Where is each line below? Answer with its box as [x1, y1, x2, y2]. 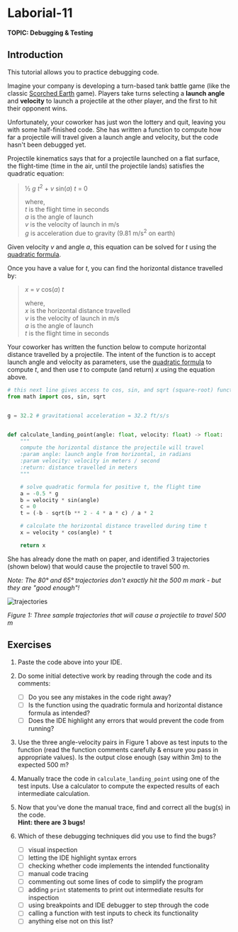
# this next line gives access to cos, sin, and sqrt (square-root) [7, 387, 214, 394]
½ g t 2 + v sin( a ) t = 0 [24, 183, 89, 193]
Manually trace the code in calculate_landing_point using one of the [17, 774, 220, 783]
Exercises [7, 639, 52, 651]
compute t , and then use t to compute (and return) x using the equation [7, 365, 215, 374]
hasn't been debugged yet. [7, 140, 86, 149]
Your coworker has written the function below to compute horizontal [7, 343, 207, 351]
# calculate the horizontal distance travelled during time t [20, 523, 208, 530]
